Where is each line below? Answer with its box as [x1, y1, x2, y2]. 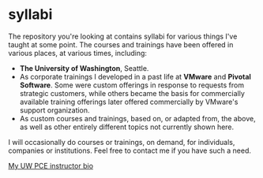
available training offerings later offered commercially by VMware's [19, 97, 239, 106]
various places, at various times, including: [8, 48, 148, 57]
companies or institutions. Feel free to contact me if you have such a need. [8, 146, 251, 155]
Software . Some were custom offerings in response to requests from [19, 80, 245, 90]
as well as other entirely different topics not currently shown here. [19, 122, 235, 132]
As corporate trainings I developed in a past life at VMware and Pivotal [19, 72, 251, 81]
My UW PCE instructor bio [8, 161, 93, 170]
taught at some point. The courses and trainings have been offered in [8, 39, 234, 49]
